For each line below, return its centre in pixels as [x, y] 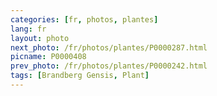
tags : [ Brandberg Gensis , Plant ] [80, 76]
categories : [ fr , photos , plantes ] [84, 19]
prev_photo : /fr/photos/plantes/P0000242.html [109, 66]
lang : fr [28, 29]
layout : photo [40, 38]
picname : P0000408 [48, 57]
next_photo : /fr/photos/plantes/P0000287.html [109, 47]
